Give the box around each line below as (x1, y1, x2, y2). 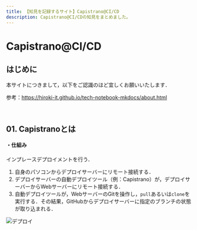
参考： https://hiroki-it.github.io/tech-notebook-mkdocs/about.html (6, 94, 168, 101)
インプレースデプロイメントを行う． (6, 156, 93, 163)
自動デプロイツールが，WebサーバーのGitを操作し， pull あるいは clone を (14, 190, 190, 198)
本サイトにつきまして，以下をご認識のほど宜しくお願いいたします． (6, 81, 171, 88)
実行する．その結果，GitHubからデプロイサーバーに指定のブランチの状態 (14, 198, 192, 205)
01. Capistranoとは (6, 124, 76, 134)
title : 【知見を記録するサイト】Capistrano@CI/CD (6, 8, 119, 15)
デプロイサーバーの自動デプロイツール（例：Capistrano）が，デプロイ (14, 176, 185, 183)
